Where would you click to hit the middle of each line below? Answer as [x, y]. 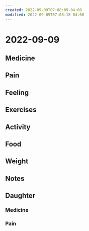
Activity [18, 127]
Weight [17, 161]
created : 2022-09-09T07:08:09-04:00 [43, 10]
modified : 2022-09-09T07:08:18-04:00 [45, 15]
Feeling [17, 92]
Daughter [20, 196]
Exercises [21, 110]
